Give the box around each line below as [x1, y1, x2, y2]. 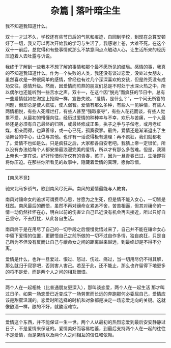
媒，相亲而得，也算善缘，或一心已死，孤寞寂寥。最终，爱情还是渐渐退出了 [5, 127, 161, 133]
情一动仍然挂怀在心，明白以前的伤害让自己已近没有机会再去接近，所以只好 [5, 209, 161, 215]
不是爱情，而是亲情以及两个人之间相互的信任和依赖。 [5, 332, 117, 338]
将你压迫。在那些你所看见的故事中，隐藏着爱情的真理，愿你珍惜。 [5, 159, 144, 165]
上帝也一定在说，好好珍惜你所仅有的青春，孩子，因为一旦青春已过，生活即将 [5, 153, 166, 159]
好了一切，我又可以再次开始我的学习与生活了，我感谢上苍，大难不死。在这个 [5, 40, 166, 46]
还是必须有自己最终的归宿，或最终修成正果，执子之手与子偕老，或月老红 [9, 121, 161, 127]
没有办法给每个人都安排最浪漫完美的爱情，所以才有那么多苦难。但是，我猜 [9, 146, 166, 152]
